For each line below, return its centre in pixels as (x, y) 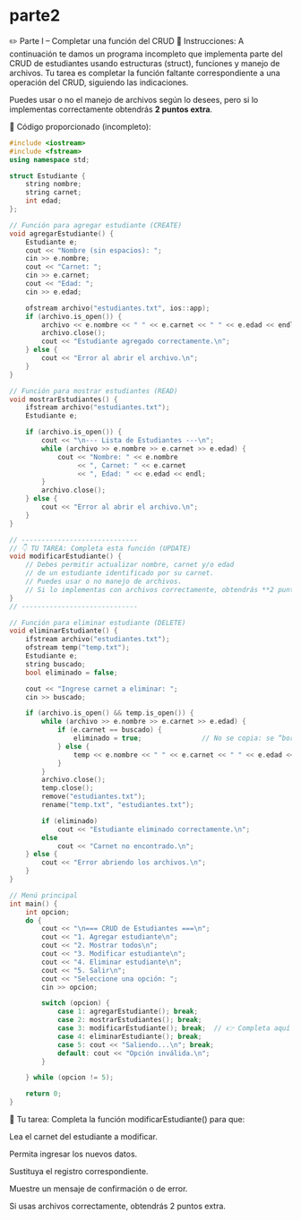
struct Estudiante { (48, 176)
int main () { (34, 904)
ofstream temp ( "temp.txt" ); (77, 648)
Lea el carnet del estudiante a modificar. (84, 1137)
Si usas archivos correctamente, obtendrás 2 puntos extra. (118, 1207)
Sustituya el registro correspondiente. (79, 1172)
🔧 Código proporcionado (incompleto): (80, 126)
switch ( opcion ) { (76, 1003)
